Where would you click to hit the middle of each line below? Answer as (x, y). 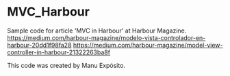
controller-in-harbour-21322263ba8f (59, 52)
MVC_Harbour (49, 12)
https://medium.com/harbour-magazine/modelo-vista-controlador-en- (106, 37)
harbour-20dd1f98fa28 (39, 45)
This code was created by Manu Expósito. (66, 65)
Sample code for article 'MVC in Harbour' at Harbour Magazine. (97, 31)
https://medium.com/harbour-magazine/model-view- (148, 45)
